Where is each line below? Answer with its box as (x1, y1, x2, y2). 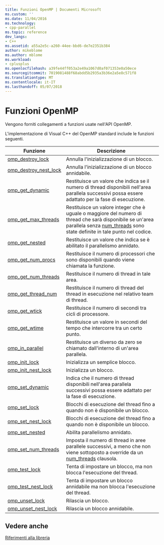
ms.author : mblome (5, 52, 42, 58)
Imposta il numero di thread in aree (65, 437, 146, 444)
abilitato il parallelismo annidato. (65, 242, 140, 249)
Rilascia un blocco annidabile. (65, 505, 134, 512)
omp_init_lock (7, 359, 39, 366)
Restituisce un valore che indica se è (65, 236, 150, 243)
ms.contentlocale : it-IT (5, 80, 56, 84)
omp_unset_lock (7, 497, 45, 504)
